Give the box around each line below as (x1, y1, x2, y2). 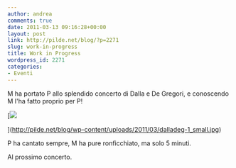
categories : (7, 63, 43, 70)
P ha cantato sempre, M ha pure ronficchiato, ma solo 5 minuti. (7, 139, 192, 147)
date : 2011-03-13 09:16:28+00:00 (7, 23, 107, 30)
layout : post (7, 30, 46, 38)
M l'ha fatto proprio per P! (7, 96, 83, 105)
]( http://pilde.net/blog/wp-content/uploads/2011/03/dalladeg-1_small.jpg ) (7, 125, 222, 133)
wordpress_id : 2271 (7, 57, 65, 64)
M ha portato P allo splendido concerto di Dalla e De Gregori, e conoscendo (7, 89, 230, 98)
